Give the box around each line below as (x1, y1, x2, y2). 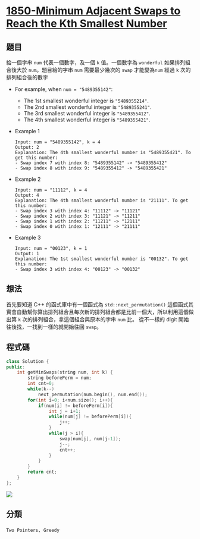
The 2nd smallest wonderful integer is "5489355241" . (23, 104, 152, 111)
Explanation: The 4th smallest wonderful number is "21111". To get (14, 198, 189, 203)
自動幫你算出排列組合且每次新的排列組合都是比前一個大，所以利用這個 (16, 308, 189, 315)
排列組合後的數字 (6, 74, 48, 81)
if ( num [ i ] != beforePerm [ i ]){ (37, 403, 113, 409)
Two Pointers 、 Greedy (6, 526, 60, 533)
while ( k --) (27, 386, 55, 392)
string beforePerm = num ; (27, 375, 92, 381)
